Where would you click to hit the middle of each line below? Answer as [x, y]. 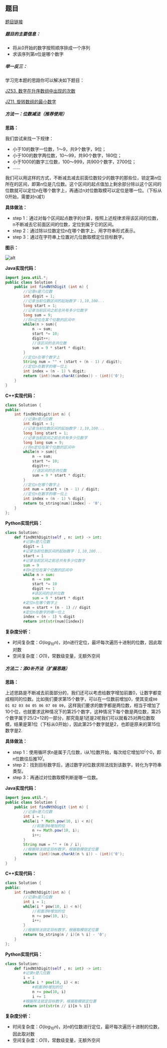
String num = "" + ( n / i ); [52, 845]
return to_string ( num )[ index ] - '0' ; [62, 504]
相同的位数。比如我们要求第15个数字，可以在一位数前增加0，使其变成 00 [83, 699]
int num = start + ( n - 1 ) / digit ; [61, 490]
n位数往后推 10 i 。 [30, 758]
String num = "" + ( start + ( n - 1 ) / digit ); [73, 362]
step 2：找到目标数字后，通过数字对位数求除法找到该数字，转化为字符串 [87, 765]
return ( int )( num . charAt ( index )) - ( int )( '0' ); [74, 376]
